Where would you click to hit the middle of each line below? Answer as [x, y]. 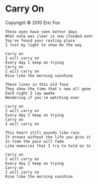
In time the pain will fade [35, 141]
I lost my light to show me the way [43, 45]
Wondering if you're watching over [42, 98]
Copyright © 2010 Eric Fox [33, 23]
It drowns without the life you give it [48, 137]
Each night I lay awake [30, 93]
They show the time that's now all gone [48, 89]
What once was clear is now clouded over [49, 36]
